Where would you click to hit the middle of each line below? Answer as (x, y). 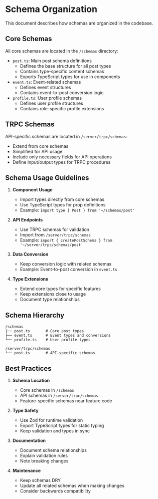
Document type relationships (50, 300)
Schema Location (31, 380)
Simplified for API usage (37, 151)
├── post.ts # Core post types (45, 331)
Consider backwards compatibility (55, 491)
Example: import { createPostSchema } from (66, 240)
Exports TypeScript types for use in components (70, 77)
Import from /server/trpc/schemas (55, 235)
